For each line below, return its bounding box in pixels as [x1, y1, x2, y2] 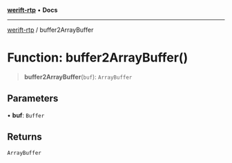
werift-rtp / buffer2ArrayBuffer [7, 26, 94, 34]
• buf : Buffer [7, 111, 45, 119]
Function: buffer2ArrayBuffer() [7, 50, 188, 66]
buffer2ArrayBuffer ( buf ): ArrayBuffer [23, 73, 133, 81]
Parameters [7, 93, 59, 104]
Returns [7, 131, 43, 143]
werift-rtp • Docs [7, 6, 58, 14]
